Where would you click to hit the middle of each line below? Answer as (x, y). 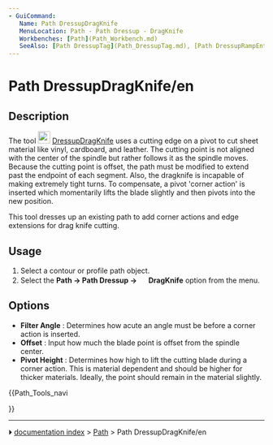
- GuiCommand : (32, 16)
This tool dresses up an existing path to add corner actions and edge (124, 217)
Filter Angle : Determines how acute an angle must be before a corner (138, 325)
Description (39, 116)
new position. (31, 201)
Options (29, 306)
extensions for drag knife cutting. (64, 226)
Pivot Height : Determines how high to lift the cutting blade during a (134, 360)
